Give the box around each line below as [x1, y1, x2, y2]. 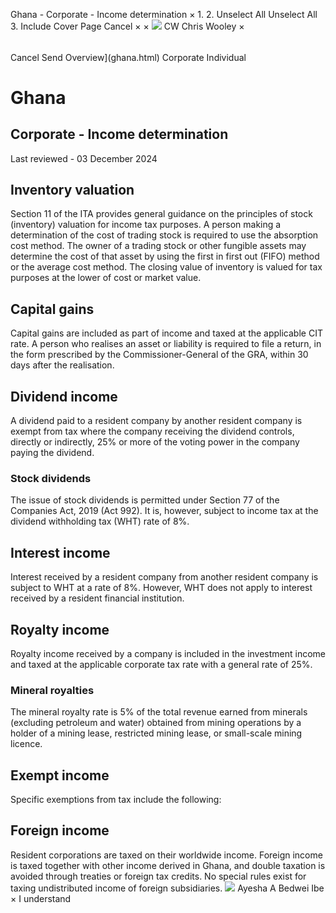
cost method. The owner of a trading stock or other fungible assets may [10, 240, 307, 252]
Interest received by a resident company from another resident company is [10, 571, 319, 583]
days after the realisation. [10, 359, 115, 371]
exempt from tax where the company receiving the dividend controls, [10, 425, 295, 438]
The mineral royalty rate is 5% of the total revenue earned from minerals [10, 706, 308, 718]
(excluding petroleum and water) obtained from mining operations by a [10, 717, 302, 729]
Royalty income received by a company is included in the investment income [10, 647, 327, 659]
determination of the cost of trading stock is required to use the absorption [10, 229, 319, 241]
